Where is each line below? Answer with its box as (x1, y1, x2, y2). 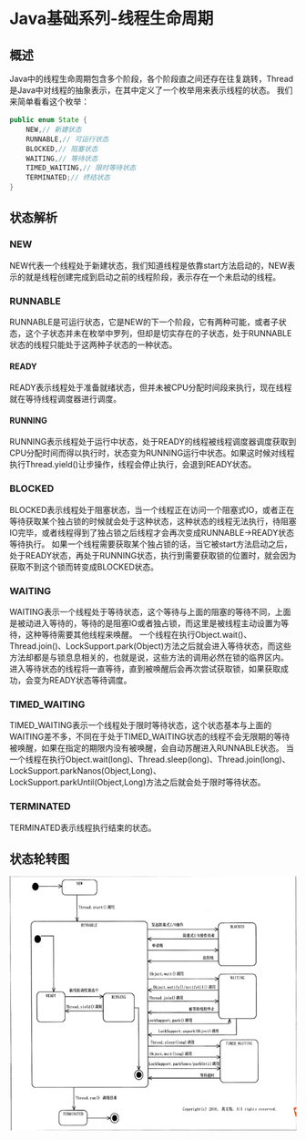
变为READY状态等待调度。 (33, 674, 132, 685)
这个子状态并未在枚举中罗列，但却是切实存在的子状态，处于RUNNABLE (25, 327, 292, 338)
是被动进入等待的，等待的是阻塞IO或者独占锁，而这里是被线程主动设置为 (9, 617, 281, 629)
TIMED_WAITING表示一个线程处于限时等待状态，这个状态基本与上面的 (9, 720, 272, 731)
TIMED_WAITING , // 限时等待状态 (25, 163, 137, 173)
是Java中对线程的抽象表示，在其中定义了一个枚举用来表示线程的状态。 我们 (9, 85, 293, 96)
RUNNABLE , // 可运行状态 (25, 134, 109, 144)
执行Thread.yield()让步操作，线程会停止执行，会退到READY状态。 (9, 459, 257, 470)
